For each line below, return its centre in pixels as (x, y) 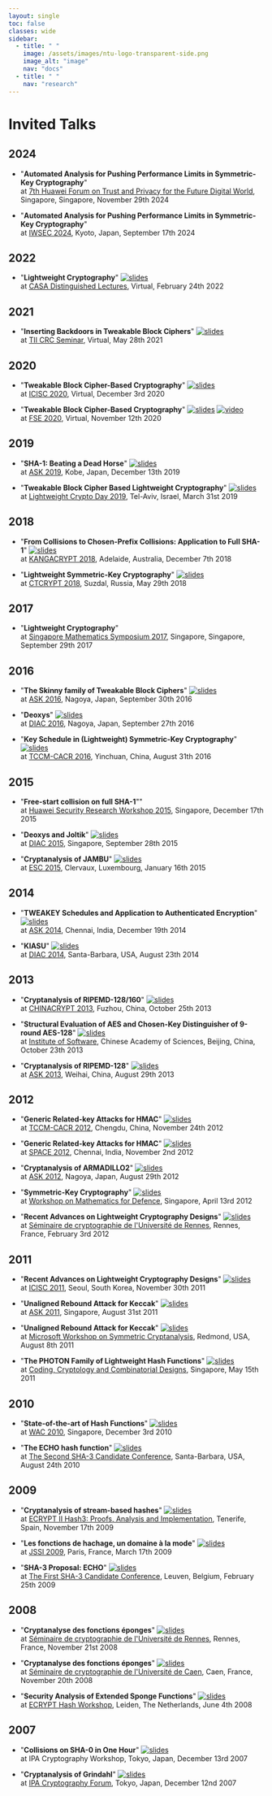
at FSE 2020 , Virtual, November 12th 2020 (91, 418)
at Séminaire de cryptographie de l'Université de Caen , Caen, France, (136, 1672)
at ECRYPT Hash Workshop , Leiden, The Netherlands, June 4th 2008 (136, 1704)
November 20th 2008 (56, 1680)
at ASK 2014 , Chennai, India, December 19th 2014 (103, 930)
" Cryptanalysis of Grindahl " (68, 1774)
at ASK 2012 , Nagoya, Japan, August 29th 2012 (99, 1177)
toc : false (27, 24)
